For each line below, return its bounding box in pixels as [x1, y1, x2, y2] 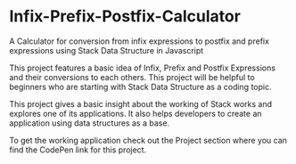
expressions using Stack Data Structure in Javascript [9, 45, 204, 55]
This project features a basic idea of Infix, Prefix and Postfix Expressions [9, 62, 276, 73]
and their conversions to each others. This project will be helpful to [9, 71, 256, 82]
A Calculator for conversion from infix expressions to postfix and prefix [9, 36, 270, 46]
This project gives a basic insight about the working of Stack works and [9, 98, 273, 109]
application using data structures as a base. [9, 118, 170, 128]
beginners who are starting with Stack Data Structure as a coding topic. [9, 81, 272, 92]
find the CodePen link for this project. [9, 144, 147, 155]
